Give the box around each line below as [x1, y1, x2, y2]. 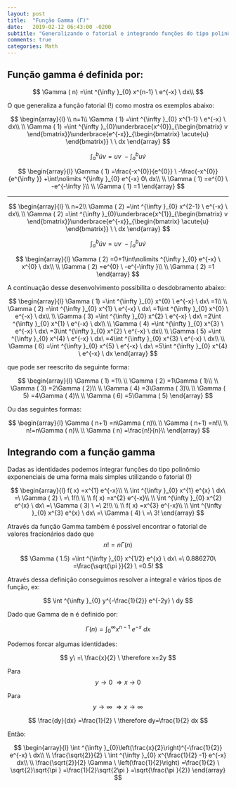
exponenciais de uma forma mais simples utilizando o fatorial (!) [7, 472, 192, 481]
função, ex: [7, 582, 40, 591]
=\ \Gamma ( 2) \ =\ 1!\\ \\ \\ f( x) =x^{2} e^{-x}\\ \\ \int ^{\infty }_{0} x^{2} [13, 493, 223, 502]
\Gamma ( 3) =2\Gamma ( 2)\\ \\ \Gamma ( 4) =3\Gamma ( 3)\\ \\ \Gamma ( [10, 383, 226, 392]
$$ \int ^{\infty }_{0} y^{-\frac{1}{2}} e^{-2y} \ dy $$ [43, 596, 193, 605]
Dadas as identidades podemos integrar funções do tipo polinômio [7, 465, 200, 473]
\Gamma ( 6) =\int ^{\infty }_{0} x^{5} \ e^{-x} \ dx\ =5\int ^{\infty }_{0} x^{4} [8, 341, 228, 350]
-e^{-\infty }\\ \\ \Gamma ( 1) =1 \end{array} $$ [51, 182, 185, 190]
